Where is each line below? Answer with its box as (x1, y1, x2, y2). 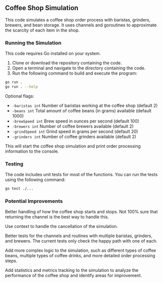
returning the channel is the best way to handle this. (5, 214, 109, 220)
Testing (5, 161, 23, 167)
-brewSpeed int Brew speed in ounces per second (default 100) (12, 118, 140, 124)
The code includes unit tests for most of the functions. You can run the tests (5, 172, 158, 178)
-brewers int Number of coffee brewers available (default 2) (12, 123, 134, 129)
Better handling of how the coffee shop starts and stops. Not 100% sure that (5, 209, 158, 215)
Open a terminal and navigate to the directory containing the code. (12, 65, 146, 71)
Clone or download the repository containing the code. (12, 60, 122, 66)
